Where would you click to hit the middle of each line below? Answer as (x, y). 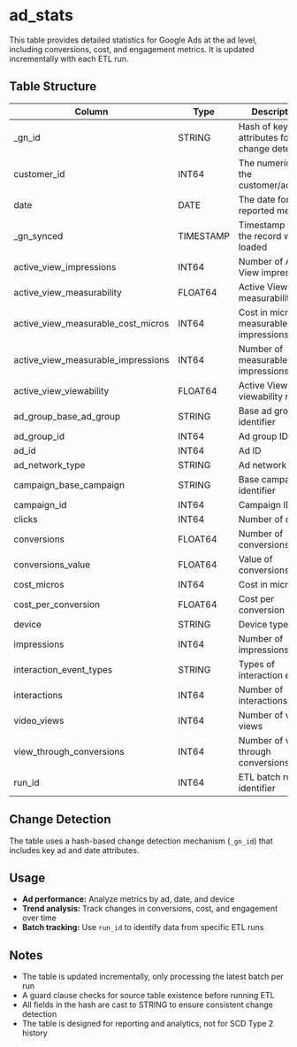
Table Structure (53, 86)
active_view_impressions (65, 266)
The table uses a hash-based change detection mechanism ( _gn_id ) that (141, 841)
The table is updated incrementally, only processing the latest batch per (153, 977)
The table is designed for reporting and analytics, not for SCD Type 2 (148, 1024)
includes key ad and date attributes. (74, 850)
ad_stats (41, 15)
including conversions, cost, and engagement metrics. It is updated (132, 49)
